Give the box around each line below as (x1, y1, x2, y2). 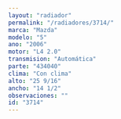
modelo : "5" (8, 33, 47, 41)
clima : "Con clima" (8, 70, 72, 78)
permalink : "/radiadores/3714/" (8, 19, 114, 27)
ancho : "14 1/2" (8, 84, 61, 92)
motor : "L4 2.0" (8, 48, 61, 56)
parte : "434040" (8, 63, 61, 70)
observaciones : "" (8, 92, 68, 99)
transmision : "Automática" (8, 56, 97, 63)
